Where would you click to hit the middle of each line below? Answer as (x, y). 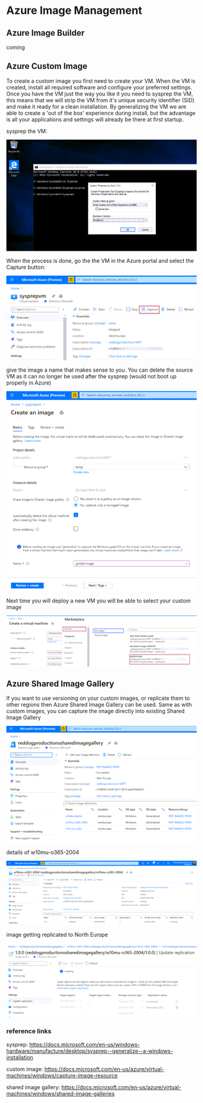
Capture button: (26, 267)
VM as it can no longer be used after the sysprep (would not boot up (92, 376)
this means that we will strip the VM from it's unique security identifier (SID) (101, 100)
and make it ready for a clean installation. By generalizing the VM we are (96, 106)
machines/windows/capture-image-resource (62, 1075)
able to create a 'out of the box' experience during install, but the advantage (101, 113)
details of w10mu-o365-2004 (43, 852)
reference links (29, 1031)
